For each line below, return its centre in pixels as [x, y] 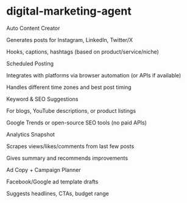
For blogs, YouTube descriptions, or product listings [71, 110]
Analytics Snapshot [30, 134]
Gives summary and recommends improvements [67, 158]
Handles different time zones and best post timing [69, 87]
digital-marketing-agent [69, 11]
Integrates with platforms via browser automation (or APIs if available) [94, 75]
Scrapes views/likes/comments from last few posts [70, 146]
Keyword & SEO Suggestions [42, 99]
